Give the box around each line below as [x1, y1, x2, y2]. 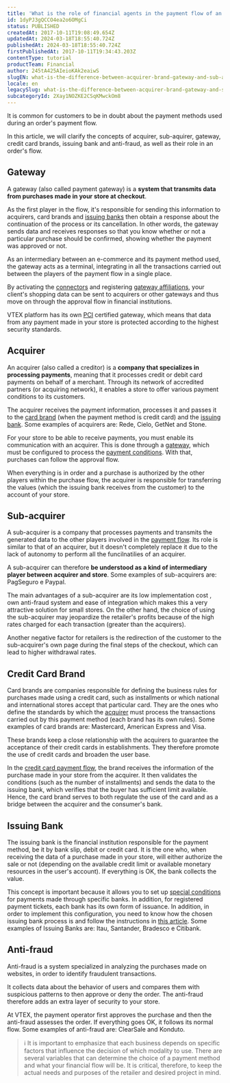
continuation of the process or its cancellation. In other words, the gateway [7, 220, 219, 228]
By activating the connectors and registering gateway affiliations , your [7, 282, 205, 291]
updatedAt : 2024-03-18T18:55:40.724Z [7, 36, 115, 42]
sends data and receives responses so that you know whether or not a [7, 227, 206, 235]
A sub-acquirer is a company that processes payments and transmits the [7, 528, 213, 536]
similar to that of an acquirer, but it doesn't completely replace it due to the [7, 543, 218, 551]
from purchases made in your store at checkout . [7, 192, 147, 200]
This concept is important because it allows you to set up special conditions [7, 888, 221, 896]
